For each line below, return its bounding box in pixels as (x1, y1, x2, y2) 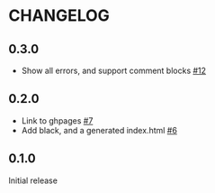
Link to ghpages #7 (21, 115, 94, 126)
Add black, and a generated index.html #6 (21, 124, 177, 135)
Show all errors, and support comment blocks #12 (21, 65, 207, 76)
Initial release (8, 175, 58, 186)
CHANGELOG (8, 5, 110, 26)
